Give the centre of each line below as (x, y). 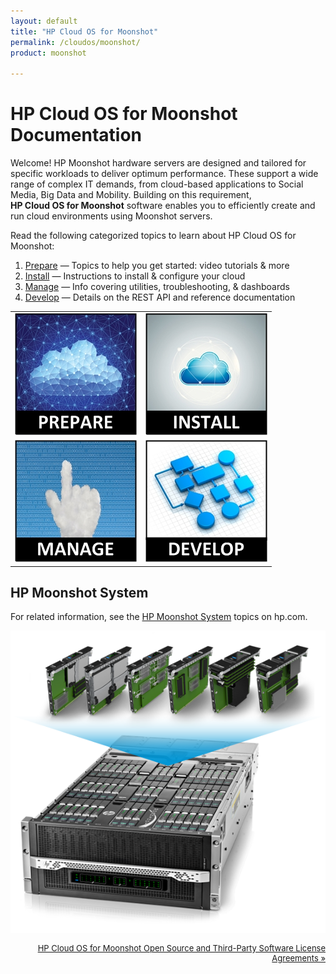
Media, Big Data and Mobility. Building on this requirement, (131, 195)
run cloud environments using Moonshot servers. (111, 216)
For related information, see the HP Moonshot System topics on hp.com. (159, 617)
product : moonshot (48, 53)
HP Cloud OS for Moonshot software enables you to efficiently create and (163, 206)
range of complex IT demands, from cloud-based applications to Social (157, 184)
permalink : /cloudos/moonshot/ (75, 42)
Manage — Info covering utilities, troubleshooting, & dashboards (157, 287)
